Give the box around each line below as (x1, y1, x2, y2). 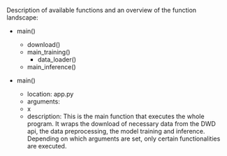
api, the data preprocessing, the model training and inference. (27, 127, 205, 135)
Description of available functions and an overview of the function (6, 6, 197, 14)
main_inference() (27, 63, 76, 71)
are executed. (27, 142, 67, 150)
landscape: (6, 13, 39, 22)
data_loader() (37, 55, 77, 64)
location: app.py (27, 90, 74, 98)
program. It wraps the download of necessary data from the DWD (27, 120, 216, 128)
